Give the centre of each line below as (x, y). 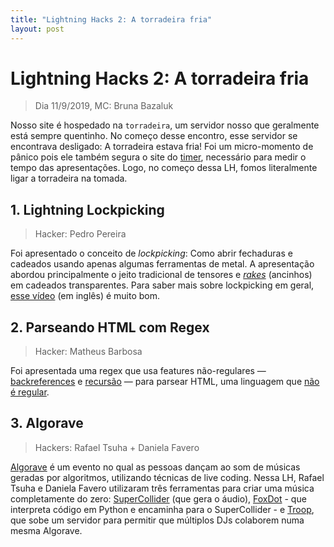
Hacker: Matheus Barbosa (88, 352)
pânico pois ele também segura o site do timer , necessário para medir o (158, 157)
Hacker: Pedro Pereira (80, 234)
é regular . (30, 392)
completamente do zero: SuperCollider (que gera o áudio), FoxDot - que (158, 498)
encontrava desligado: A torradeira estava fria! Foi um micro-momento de (162, 147)
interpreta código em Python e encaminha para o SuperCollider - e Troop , (162, 509)
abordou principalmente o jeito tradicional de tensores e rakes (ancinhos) (161, 275)
